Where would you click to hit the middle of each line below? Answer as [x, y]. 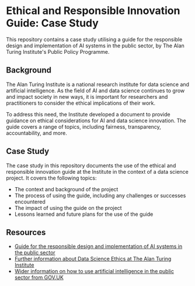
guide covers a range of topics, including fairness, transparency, [84, 126]
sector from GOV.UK [39, 278]
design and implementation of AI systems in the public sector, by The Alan [95, 46]
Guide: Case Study [53, 23]
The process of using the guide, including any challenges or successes [100, 195]
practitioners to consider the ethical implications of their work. [81, 103]
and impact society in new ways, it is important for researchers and [87, 97]
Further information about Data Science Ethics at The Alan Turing [93, 259]
